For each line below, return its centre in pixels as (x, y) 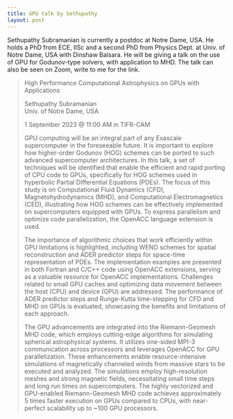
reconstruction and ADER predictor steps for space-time (105, 255)
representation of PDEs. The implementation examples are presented (123, 262)
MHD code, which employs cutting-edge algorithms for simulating (118, 334)
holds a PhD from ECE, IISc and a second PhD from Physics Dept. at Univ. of (116, 47)
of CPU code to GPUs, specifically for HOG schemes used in (111, 175)
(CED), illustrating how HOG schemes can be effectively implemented (123, 204)
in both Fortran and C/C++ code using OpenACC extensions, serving (122, 269)
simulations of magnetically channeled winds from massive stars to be (124, 364)
